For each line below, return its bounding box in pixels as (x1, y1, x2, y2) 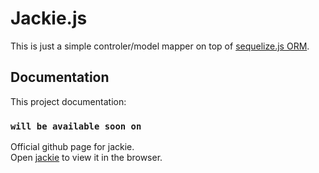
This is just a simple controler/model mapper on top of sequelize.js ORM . (10, 40, 310, 52)
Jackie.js (10, 7, 88, 30)
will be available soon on (10, 120, 142, 132)
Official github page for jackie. (10, 141, 135, 153)
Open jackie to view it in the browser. (10, 152, 163, 164)
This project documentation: (10, 95, 127, 107)
